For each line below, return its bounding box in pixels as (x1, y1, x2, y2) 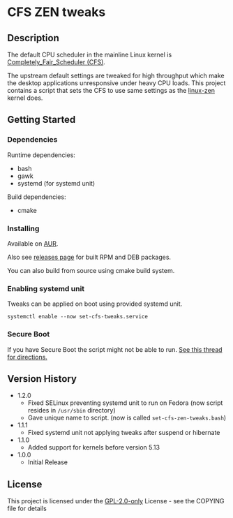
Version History (7, 373, 77, 385)
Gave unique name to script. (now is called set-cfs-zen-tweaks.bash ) (27, 413, 227, 422)
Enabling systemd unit (7, 283, 85, 293)
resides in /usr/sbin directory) (27, 406, 116, 415)
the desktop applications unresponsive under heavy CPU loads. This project (7, 79, 226, 87)
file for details (7, 504, 47, 513)
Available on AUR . (7, 239, 59, 248)
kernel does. (7, 94, 43, 102)
